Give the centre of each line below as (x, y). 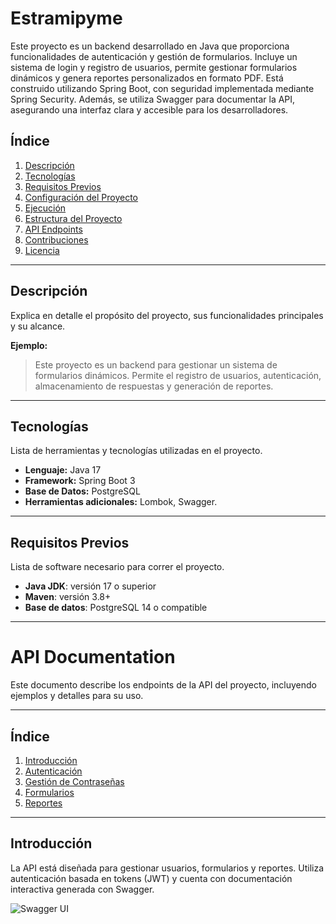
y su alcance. (38, 326)
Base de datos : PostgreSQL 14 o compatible (116, 608)
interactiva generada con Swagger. (82, 889)
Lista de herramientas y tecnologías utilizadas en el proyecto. (136, 451)
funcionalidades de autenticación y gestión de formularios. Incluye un (154, 56)
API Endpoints (53, 229)
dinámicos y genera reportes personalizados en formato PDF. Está (147, 78)
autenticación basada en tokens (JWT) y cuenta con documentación (151, 878)
